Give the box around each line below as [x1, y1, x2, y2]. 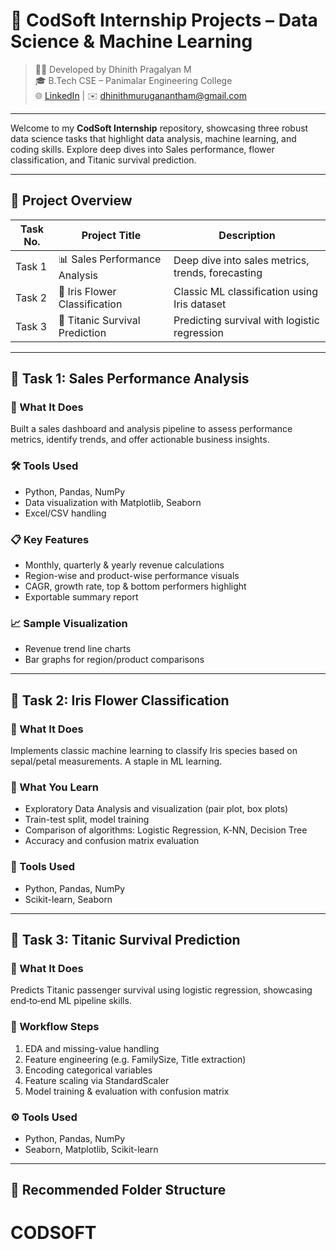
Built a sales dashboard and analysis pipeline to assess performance [10, 423, 293, 435]
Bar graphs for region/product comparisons [24, 654, 205, 666]
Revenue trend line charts [24, 643, 132, 655]
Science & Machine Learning [10, 30, 253, 53]
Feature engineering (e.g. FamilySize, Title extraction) [24, 1053, 247, 1065]
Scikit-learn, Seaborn [24, 893, 113, 905]
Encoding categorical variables [24, 1064, 153, 1076]
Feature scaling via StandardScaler [24, 1074, 170, 1086]
